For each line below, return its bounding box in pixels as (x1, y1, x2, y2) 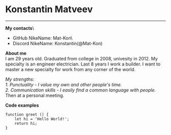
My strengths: (5, 76, 35, 82)
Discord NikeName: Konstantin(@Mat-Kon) (12, 40, 103, 46)
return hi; (14, 121, 38, 126)
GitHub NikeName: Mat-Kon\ (12, 35, 73, 41)
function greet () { (5, 112, 49, 117)
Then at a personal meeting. (5, 92, 65, 98)
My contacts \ (5, 25, 34, 31)
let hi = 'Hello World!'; (14, 116, 70, 121)
